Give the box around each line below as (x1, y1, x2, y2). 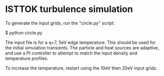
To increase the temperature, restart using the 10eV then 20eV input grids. (5, 65, 158, 71)
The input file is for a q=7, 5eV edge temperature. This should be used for (5, 39, 156, 45)
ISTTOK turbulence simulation (5, 3, 133, 15)
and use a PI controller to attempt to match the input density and (5, 50, 138, 56)
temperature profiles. (5, 55, 49, 61)
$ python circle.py (5, 29, 42, 35)
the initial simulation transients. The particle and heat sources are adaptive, (5, 44, 160, 50)
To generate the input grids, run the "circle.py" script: (5, 20, 115, 26)
